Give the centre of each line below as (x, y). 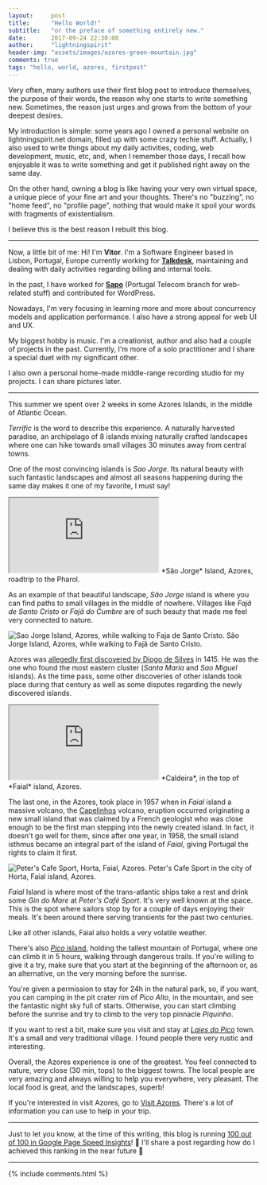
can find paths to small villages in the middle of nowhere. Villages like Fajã (130, 603)
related (20, 293)
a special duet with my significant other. (74, 357)
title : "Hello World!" (55, 23)
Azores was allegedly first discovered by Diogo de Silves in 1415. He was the (133, 659)
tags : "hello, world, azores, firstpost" (78, 68)
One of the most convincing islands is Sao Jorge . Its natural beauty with (126, 468)
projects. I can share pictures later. (65, 381)
